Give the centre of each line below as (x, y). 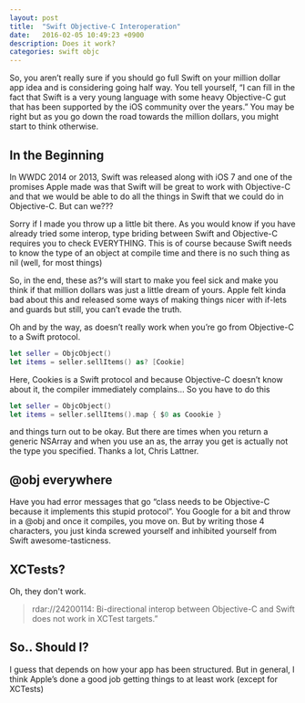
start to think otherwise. (54, 126)
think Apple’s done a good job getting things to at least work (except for (144, 679)
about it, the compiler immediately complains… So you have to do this (140, 389)
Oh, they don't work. (48, 592)
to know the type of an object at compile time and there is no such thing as (150, 253)
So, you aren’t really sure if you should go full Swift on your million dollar (145, 78)
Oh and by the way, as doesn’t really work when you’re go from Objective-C (152, 327)
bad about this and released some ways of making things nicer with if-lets (148, 299)
